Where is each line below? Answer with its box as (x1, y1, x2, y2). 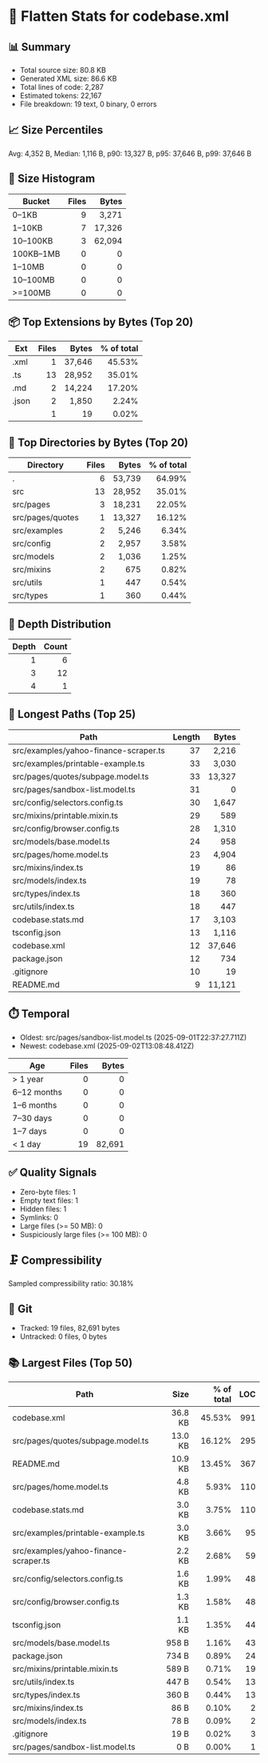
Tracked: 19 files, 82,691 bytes (19, 1324, 120, 1333)
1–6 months (12, 1100, 57, 1111)
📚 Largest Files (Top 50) (8, 1356, 133, 1369)
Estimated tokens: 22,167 (19, 91, 102, 100)
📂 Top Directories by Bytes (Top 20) (8, 435, 189, 449)
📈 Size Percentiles (8, 123, 104, 137)
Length (172, 731, 201, 743)
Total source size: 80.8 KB (19, 66, 106, 74)
